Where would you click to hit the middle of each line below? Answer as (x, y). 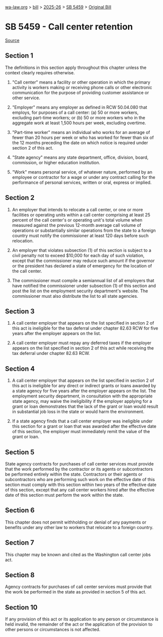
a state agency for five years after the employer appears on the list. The (84, 391)
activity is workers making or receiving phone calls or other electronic (82, 87)
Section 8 (20, 575)
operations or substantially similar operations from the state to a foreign (84, 230)
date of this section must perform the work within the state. (64, 495)
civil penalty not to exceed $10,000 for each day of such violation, (78, 255)
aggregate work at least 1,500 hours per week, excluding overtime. (79, 123)
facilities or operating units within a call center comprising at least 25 (81, 215)
